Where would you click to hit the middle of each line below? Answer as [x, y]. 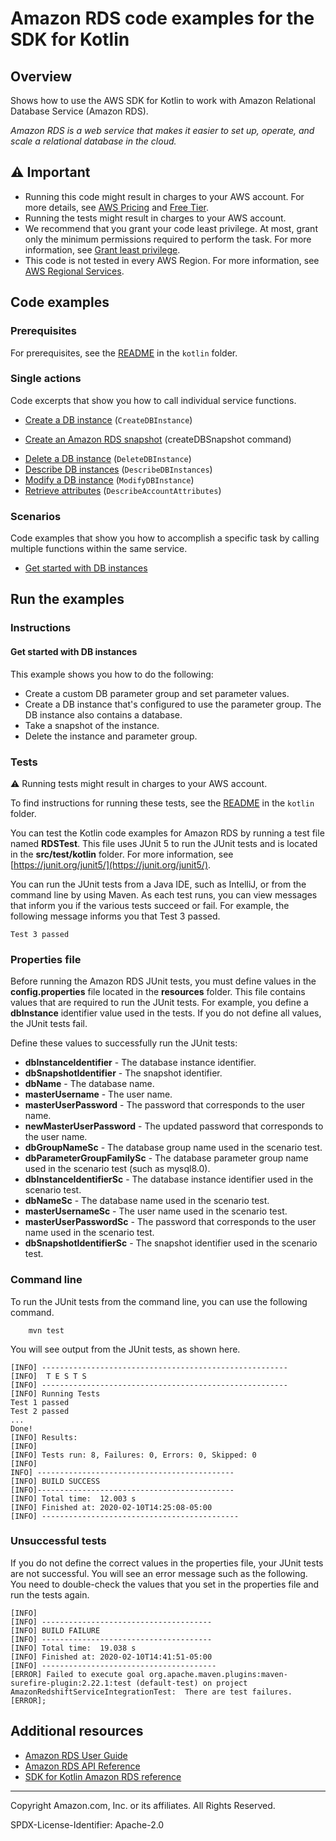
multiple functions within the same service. [99, 549]
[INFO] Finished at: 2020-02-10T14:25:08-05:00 [111, 1507]
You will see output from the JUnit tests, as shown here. [125, 1349]
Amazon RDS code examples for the [162, 18]
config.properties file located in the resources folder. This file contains [158, 992]
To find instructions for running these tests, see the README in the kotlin [162, 803]
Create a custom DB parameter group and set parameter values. [157, 693]
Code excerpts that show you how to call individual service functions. [153, 400]
